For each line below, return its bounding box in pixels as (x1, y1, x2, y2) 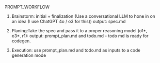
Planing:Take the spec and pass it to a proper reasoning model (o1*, (11, 28, 147, 33)
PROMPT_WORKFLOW (4, 4, 50, 10)
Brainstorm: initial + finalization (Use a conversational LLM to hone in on (11, 13, 156, 19)
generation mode (11, 52, 47, 58)
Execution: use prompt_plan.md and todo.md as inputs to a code (11, 48, 141, 53)
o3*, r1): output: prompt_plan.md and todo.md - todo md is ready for (11, 33, 149, 38)
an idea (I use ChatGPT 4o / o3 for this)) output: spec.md (11, 19, 126, 24)
